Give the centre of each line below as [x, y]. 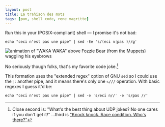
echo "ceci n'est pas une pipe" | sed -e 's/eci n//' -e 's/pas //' [77, 96]
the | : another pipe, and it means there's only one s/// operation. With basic [82, 81]
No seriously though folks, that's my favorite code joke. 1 [62, 66]
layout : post [18, 10]
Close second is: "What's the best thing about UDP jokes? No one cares [85, 109]
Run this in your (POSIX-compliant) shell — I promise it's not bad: [71, 33]
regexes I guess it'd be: [29, 87]
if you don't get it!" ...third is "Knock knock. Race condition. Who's [79, 115]
